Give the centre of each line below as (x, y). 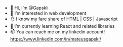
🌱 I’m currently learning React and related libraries (62, 26)
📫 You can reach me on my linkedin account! (57, 32)
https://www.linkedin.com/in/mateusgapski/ (55, 39)
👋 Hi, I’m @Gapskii (29, 8)
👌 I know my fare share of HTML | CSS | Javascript (64, 19)
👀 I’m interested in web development (48, 13)
